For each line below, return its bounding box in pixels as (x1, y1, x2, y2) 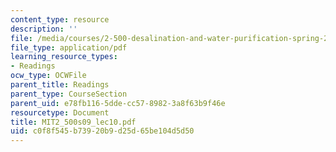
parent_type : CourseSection (10, 89, 128, 99)
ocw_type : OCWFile (10, 71, 87, 81)
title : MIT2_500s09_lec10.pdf (10, 117, 137, 127)
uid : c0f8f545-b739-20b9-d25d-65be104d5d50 (10, 126, 195, 136)
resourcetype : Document (10, 107, 110, 118)
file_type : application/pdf (10, 42, 128, 53)
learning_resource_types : (10, 52, 118, 62)
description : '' (10, 24, 78, 34)
